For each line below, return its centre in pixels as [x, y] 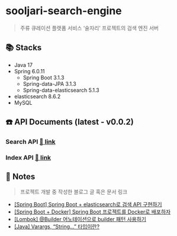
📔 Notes [20, 177]
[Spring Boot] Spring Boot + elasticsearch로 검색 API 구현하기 [88, 204]
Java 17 [23, 65]
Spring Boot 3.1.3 [44, 77]
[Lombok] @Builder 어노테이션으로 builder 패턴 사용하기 [80, 219]
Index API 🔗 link [28, 157]
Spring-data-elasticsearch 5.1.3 [61, 90]
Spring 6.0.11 [29, 71]
